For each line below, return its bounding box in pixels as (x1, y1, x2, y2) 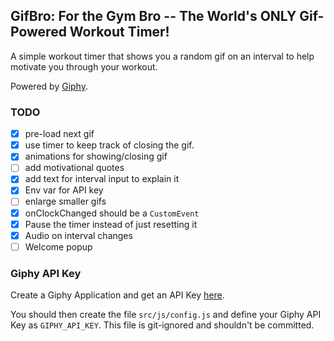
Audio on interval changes (24, 229, 133, 241)
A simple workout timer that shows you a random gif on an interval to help (10, 50, 315, 62)
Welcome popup (24, 240, 93, 253)
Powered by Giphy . (10, 80, 88, 92)
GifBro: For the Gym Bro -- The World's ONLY (10, 8, 297, 25)
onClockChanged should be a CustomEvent (24, 207, 200, 219)
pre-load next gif (24, 128, 95, 140)
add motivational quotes (24, 162, 125, 174)
